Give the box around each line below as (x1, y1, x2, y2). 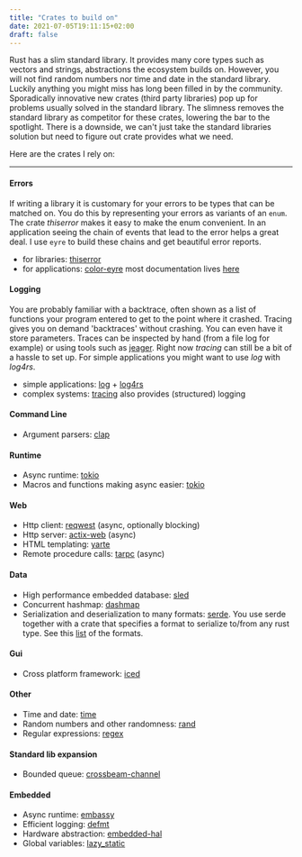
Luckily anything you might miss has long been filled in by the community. (9, 83, 283, 95)
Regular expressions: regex (22, 728, 124, 739)
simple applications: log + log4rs (22, 378, 144, 389)
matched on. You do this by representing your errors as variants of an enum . (9, 207, 288, 218)
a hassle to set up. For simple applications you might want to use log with (9, 351, 280, 362)
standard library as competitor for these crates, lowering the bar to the (9, 112, 271, 123)
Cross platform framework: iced (22, 668, 141, 679)
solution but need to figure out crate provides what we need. (9, 132, 234, 142)
